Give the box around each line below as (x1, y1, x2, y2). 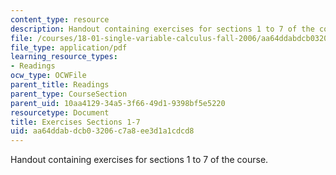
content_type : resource (10, 14, 110, 25)
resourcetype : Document (10, 107, 110, 118)
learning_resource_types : (10, 52, 118, 62)
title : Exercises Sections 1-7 (10, 117, 141, 127)
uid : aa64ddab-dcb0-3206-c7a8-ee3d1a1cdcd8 (10, 126, 195, 136)
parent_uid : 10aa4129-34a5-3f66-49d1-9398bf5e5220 (10, 98, 226, 108)
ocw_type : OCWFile (10, 71, 87, 81)
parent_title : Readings (10, 80, 110, 90)
